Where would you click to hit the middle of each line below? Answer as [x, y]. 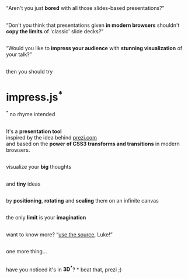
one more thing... [27, 252]
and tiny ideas [23, 184]
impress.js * [34, 96]
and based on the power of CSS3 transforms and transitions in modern [93, 144]
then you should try [29, 71]
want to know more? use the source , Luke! [58, 234]
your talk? [18, 54]
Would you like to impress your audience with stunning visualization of [95, 48]
